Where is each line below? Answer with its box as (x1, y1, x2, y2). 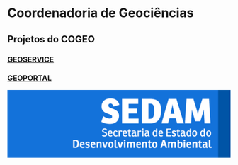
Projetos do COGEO (7, 33, 96, 45)
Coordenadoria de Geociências (7, 5, 194, 21)
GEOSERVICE (7, 55, 55, 64)
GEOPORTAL (7, 73, 52, 83)
